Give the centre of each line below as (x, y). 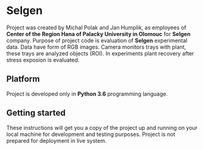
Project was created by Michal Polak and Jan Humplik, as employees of (96, 27)
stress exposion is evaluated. (43, 60)
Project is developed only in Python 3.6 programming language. (87, 94)
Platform (23, 79)
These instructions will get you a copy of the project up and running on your (102, 127)
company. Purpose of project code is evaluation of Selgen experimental (97, 40)
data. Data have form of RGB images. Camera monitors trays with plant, (96, 47)
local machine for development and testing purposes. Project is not (91, 134)
